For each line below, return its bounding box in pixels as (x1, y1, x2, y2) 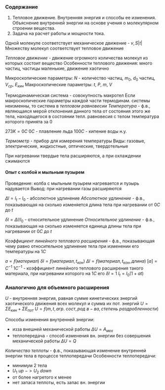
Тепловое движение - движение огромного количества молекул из (5, 55, 148, 61)
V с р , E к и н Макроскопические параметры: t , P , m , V (5, 82, 113, 89)
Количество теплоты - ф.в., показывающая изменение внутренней (5, 347, 147, 353)
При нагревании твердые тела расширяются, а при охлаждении (5, 153, 141, 159)
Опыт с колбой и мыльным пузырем (5, 169, 85, 175)
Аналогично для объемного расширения (5, 284, 110, 291)
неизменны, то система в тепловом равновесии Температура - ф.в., (5, 103, 151, 109)
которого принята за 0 (5, 118, 53, 124)
